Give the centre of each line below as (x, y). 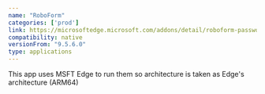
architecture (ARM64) (43, 82)
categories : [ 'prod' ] (44, 23)
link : (17, 30)
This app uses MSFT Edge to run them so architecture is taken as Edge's (126, 74)
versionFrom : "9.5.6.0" (47, 45)
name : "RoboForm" (37, 15)
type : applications (40, 52)
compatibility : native (45, 37)
